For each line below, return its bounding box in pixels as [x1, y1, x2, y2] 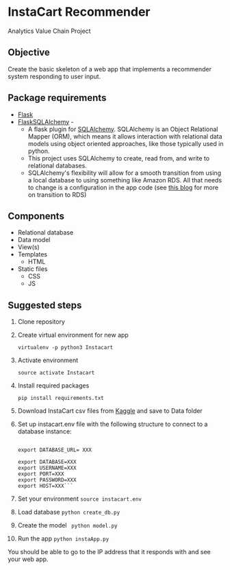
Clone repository [17, 318, 66, 326]
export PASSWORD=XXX [17, 477, 77, 484]
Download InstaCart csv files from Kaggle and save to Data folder [17, 407, 203, 415]
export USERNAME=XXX [17, 464, 77, 472]
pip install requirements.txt [17, 395, 105, 402]
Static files [17, 265, 48, 273]
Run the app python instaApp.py [17, 534, 110, 543]
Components [8, 210, 64, 222]
